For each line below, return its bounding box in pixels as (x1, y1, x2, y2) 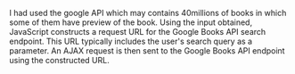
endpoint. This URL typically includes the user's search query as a (9, 36, 252, 46)
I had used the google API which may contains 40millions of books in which (9, 8, 287, 18)
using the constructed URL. (9, 55, 110, 65)
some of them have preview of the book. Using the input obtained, (9, 17, 252, 28)
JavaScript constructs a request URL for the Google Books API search (9, 27, 266, 37)
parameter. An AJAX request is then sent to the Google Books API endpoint (9, 45, 285, 56)
